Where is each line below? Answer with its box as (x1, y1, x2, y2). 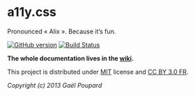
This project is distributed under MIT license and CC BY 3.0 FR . (7, 67, 189, 76)
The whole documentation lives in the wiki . (7, 54, 134, 63)
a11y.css (7, 4, 57, 20)
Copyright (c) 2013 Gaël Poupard (7, 81, 102, 89)
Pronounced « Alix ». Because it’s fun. (7, 27, 116, 35)
